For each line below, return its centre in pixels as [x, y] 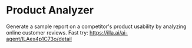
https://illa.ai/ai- [109, 32]
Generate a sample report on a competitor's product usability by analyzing [96, 26]
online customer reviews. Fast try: [47, 32]
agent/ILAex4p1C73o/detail [39, 39]
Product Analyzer [50, 10]
